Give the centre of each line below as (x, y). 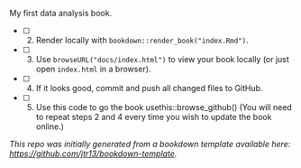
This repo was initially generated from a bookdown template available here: (150, 144)
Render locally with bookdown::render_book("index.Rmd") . (142, 40)
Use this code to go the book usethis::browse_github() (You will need (164, 107)
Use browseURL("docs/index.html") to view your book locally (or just (163, 59)
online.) (50, 126)
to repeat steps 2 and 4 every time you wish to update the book (154, 117)
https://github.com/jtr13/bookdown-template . (93, 154)
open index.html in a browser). (93, 69)
